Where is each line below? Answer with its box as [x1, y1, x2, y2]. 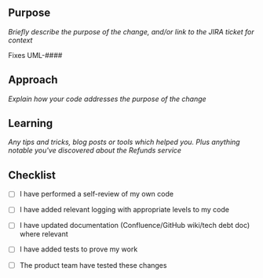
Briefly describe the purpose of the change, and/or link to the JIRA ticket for [8, 27, 254, 36]
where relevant [19, 229, 68, 239]
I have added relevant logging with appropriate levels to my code [19, 205, 230, 215]
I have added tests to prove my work [19, 244, 138, 254]
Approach [8, 74, 58, 87]
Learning [8, 117, 53, 130]
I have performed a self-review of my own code [19, 190, 174, 199]
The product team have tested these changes [19, 260, 167, 269]
